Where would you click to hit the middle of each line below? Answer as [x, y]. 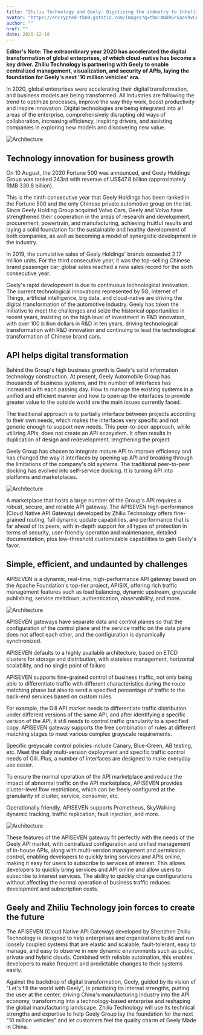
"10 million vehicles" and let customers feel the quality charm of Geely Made [101, 1020]
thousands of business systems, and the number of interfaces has [89, 383]
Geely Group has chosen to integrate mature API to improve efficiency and [99, 451]
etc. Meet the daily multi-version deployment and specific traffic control [96, 752]
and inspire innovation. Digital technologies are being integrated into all [95, 108]
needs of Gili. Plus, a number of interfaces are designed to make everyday [98, 758]
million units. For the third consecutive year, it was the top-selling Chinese [98, 260]
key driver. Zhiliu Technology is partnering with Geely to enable [88, 65]
